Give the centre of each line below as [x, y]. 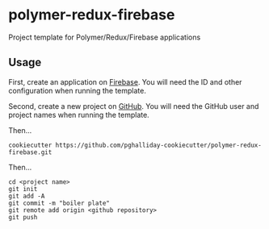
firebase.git [30, 152]
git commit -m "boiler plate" [59, 203]
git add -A [27, 196]
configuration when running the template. [78, 90]
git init [23, 189]
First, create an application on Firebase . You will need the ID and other [125, 81]
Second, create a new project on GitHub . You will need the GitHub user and [134, 106]
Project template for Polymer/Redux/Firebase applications [105, 37]
